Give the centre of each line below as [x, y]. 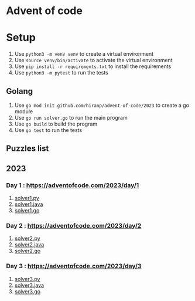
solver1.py [27, 198]
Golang [20, 91]
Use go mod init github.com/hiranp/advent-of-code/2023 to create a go [102, 105]
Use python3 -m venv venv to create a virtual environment [84, 54]
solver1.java [29, 204]
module [24, 111]
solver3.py [27, 279]
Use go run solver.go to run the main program [71, 117]
